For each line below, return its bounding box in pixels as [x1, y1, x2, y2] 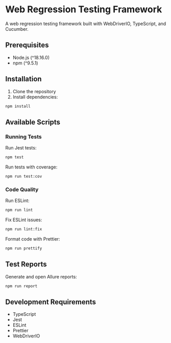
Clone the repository [12, 88, 56, 94]
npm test [5, 155, 24, 160]
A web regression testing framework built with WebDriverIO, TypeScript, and [5, 20, 166, 27]
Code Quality [5, 186, 39, 193]
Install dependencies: [12, 94, 58, 100]
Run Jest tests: [5, 145, 37, 151]
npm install [5, 103, 31, 109]
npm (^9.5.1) [12, 60, 38, 66]
